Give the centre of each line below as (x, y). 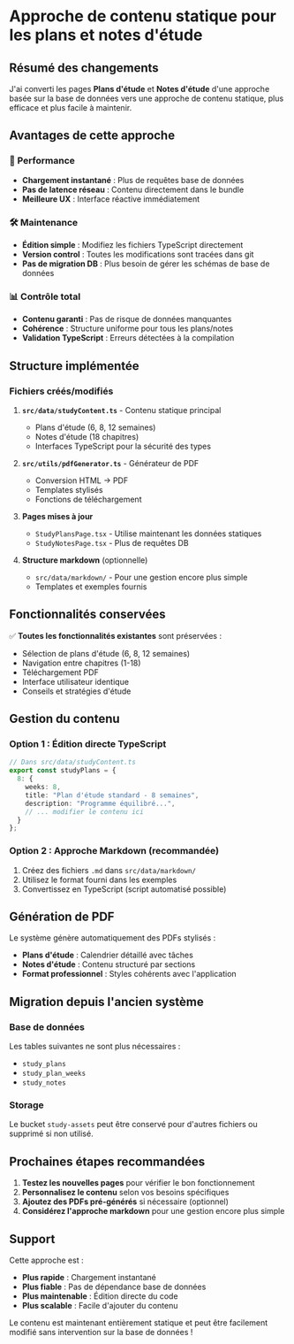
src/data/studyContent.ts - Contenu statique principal (121, 410)
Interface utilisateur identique (75, 681)
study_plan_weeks (54, 1074)
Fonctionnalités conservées (87, 614)
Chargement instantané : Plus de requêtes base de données (133, 180)
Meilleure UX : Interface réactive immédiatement (111, 199)
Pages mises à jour (57, 516)
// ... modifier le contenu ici (84, 811)
